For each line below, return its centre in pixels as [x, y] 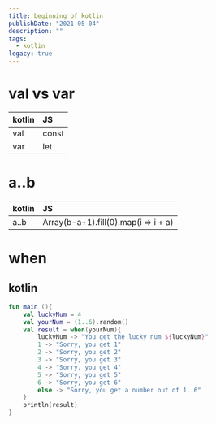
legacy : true [30, 54]
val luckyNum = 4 [52, 314]
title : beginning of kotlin [56, 16]
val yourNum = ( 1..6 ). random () [76, 322]
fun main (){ [30, 307]
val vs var [42, 94]
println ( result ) [51, 405]
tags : [17, 39]
